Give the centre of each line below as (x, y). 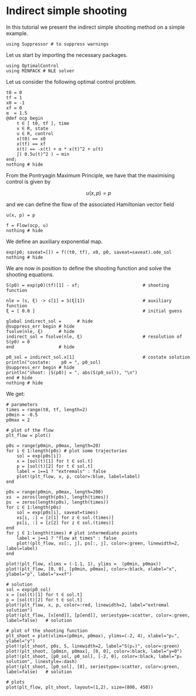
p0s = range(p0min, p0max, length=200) (55, 492)
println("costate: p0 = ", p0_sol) (53, 362)
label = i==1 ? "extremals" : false (62, 471)
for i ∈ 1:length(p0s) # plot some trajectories (67, 450)
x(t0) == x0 (31, 139)
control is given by (28, 181)
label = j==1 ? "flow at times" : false (67, 538)
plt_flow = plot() (28, 435)
